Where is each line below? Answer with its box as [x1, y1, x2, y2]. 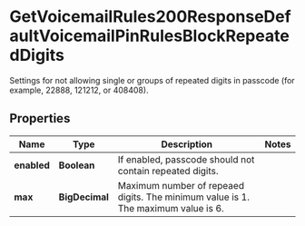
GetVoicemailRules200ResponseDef [9, 6, 292, 27]
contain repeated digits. [117, 164, 220, 177]
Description [161, 138, 213, 151]
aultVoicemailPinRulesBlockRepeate [9, 25, 290, 46]
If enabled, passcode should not [117, 152, 255, 165]
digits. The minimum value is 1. [117, 191, 250, 203]
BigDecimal [58, 191, 109, 203]
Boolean [58, 159, 95, 172]
